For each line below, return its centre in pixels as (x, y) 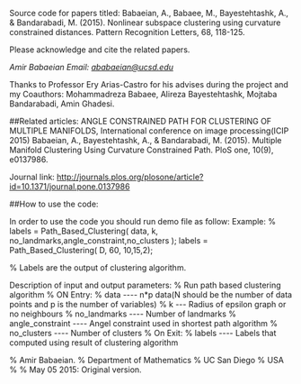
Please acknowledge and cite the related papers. (100, 50)
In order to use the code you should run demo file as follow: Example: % (143, 221)
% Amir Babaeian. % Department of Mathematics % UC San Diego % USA (147, 360)
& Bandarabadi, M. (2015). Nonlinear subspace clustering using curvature (145, 23)
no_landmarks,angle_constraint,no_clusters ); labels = (109, 241)
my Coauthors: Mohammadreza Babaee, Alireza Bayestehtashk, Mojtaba (143, 94)
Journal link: (32, 177)
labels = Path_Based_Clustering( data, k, (84, 231)
